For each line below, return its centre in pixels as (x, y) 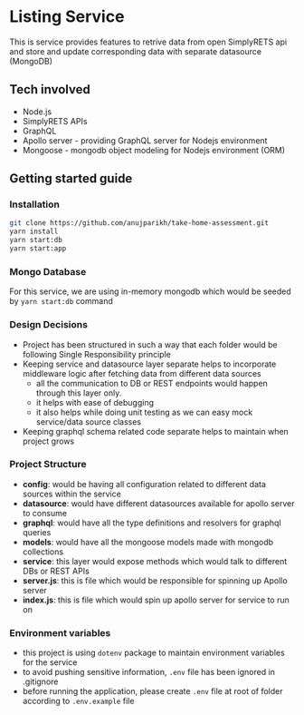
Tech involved (50, 89)
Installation (35, 204)
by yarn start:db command (61, 301)
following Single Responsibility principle (97, 354)
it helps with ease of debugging (95, 402)
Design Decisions (49, 325)
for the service (50, 662)
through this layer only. (79, 393)
